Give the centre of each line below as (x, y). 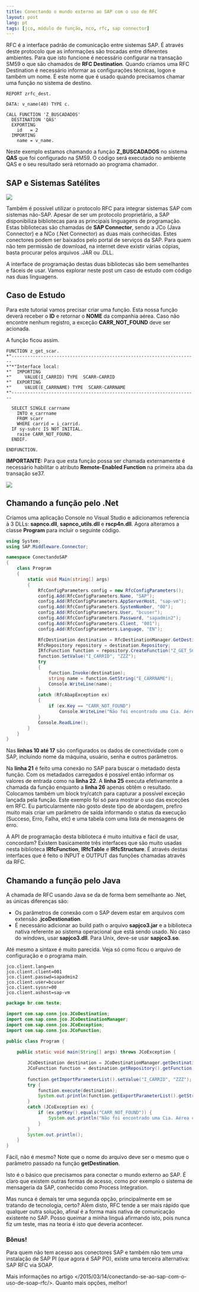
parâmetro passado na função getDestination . (63, 1163)
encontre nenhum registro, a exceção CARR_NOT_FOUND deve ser (88, 322)
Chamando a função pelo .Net (62, 503)
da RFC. (16, 862)
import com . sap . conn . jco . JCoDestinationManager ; (67, 1019)
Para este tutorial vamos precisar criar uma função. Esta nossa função (92, 309)
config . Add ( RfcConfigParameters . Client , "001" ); (99, 623)
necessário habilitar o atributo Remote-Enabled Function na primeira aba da (99, 467)
